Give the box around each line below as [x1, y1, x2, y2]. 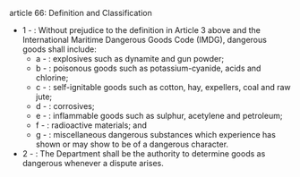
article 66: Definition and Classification [9, 8, 152, 18]
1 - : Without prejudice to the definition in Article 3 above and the [21, 25, 261, 35]
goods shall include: [21, 44, 97, 55]
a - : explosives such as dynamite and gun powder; [35, 54, 225, 63]
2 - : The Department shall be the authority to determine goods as [21, 148, 266, 159]
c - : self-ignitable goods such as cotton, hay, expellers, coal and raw [35, 82, 291, 92]
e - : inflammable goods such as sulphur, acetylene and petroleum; [35, 111, 283, 121]
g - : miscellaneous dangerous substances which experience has [35, 130, 276, 139]
